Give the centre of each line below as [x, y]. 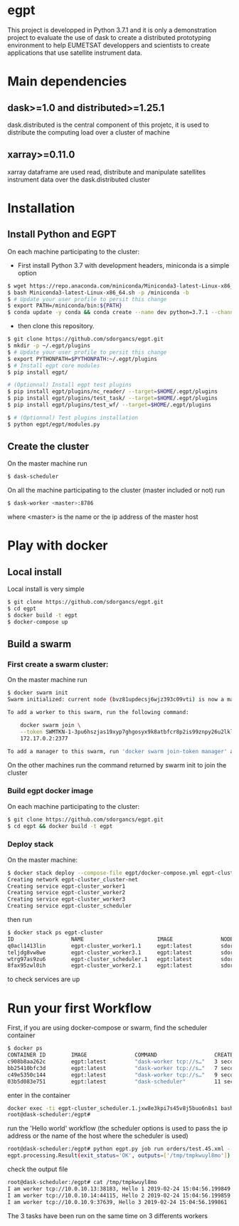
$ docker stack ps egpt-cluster [55, 933]
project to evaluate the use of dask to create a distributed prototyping [109, 37]
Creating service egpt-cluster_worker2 [67, 893]
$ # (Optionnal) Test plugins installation [73, 418]
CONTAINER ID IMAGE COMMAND [83, 1055]
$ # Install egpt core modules [54, 365]
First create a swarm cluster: [58, 664]
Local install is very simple [46, 589]
